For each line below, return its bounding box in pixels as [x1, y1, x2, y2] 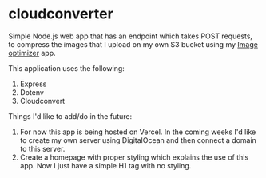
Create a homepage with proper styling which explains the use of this [19, 152, 249, 162]
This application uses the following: [8, 63, 125, 73]
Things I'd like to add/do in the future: [8, 111, 133, 121]
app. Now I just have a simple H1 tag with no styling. [19, 160, 192, 170]
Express [19, 79, 47, 89]
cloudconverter [8, 5, 113, 23]
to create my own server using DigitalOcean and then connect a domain [19, 135, 257, 144]
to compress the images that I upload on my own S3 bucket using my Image [8, 39, 258, 49]
